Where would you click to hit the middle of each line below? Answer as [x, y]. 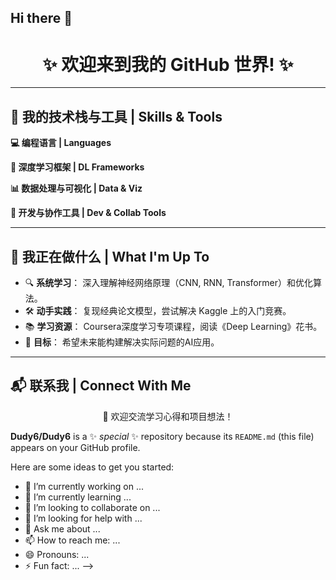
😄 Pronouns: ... [57, 554]
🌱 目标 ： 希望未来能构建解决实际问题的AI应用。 [122, 342]
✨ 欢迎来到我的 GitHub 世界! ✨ [168, 64]
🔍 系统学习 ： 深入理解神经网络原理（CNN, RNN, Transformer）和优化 [168, 282]
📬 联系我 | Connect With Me [101, 386]
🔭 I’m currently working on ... [84, 486]
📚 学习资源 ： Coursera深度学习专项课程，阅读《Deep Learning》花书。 [173, 326]
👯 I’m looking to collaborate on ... [92, 507]
